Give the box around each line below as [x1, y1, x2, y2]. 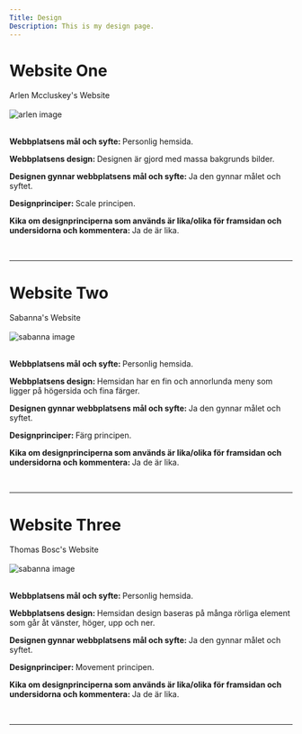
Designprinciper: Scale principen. [9, 198, 137, 209]
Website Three [9, 514, 121, 535]
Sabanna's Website [9, 313, 81, 323]
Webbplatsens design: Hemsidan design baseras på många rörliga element [9, 608, 290, 619]
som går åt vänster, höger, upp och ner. [9, 618, 155, 629]
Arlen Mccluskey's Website [9, 90, 111, 101]
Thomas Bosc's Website [9, 544, 99, 555]
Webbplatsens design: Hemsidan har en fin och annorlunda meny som [9, 376, 273, 387]
